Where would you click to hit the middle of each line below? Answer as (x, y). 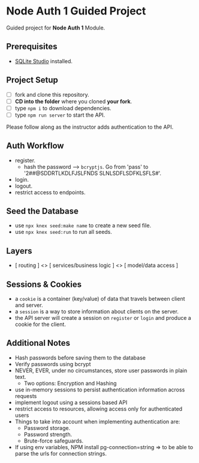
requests (26, 396)
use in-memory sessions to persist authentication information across (100, 390)
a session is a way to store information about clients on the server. (97, 311)
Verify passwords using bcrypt (53, 364)
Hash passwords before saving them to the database (80, 357)
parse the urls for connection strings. (61, 453)
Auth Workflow (35, 146)
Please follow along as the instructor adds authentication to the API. (90, 127)
